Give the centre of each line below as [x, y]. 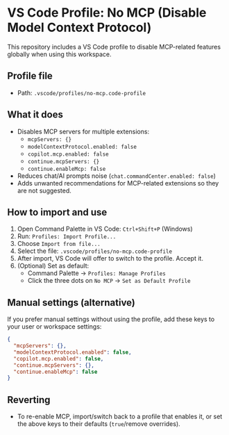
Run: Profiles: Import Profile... [67, 236]
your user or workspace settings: [54, 327]
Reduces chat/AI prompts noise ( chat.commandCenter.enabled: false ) [117, 176]
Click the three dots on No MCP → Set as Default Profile [109, 281]
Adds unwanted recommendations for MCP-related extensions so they [118, 183]
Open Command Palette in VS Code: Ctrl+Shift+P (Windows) [105, 229]
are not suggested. [44, 190]
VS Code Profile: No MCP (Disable [107, 13]
